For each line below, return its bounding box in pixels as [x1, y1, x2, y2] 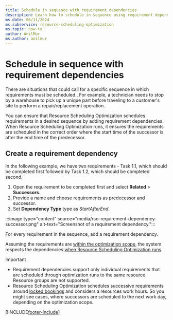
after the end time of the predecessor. [5, 134, 86, 140]
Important [5, 256, 26, 262]
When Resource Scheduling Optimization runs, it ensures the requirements [5, 123, 164, 129]
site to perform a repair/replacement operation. [5, 102, 106, 108]
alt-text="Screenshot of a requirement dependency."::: [40, 221, 155, 227]
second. [5, 174, 23, 180]
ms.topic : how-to [5, 27, 43, 32]
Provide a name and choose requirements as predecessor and [12, 195, 145, 201]
